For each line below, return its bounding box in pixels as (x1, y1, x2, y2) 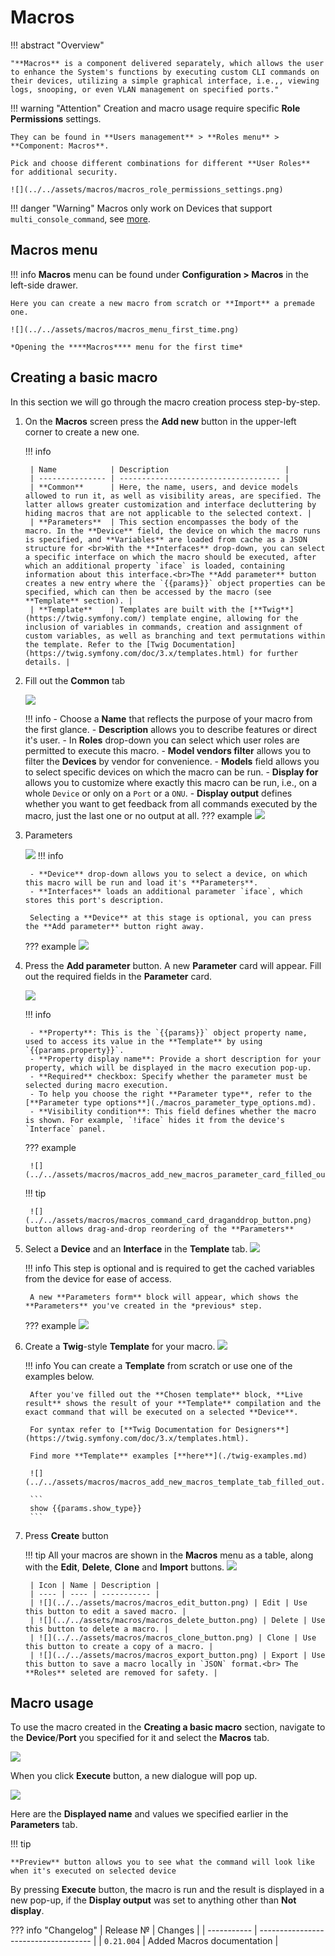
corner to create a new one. (24, 426, 140, 438)
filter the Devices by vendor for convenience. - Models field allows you (24, 755, 320, 767)
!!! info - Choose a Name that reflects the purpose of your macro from (24, 712, 313, 725)
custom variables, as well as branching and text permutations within (24, 631, 326, 641)
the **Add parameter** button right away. (24, 921, 205, 931)
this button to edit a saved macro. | (24, 1606, 187, 1616)
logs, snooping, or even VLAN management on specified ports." (10, 84, 280, 95)
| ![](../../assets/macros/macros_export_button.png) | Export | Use (29, 1650, 326, 1660)
